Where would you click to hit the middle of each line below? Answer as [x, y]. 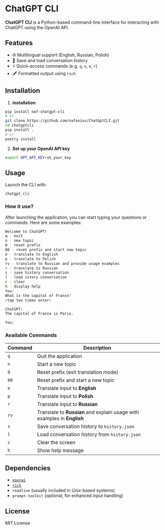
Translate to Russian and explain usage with [88, 412]
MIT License [18, 523]
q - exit [14, 236]
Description [97, 348]
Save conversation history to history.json [86, 426]
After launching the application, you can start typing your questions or [76, 217]
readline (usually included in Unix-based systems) [64, 491]
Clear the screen [56, 443]
